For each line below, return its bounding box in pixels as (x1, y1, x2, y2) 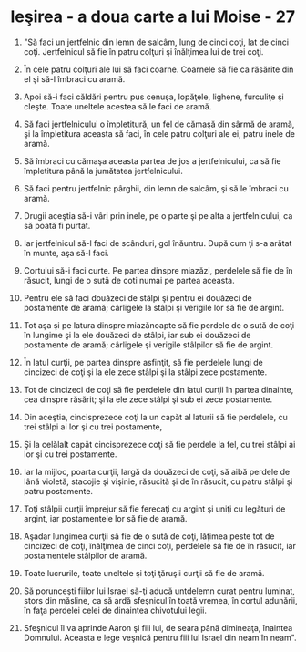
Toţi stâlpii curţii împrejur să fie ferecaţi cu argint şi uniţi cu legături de (23, 503, 286, 514)
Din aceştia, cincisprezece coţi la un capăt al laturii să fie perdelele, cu (23, 411, 288, 422)
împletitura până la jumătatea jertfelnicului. (23, 165, 183, 176)
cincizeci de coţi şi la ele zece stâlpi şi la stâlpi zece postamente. (23, 367, 268, 378)
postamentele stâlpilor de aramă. (23, 550, 148, 561)
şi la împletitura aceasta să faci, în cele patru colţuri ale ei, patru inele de (23, 128, 295, 139)
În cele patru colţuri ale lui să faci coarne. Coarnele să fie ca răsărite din (23, 64, 294, 75)
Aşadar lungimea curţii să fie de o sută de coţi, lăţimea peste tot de (23, 531, 276, 542)
